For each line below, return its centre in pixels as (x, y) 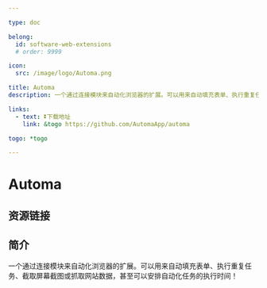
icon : (17, 66)
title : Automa (32, 88)
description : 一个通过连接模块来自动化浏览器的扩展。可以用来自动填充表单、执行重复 (132, 95)
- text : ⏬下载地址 (43, 117)
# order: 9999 (39, 52)
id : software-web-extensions (64, 44)
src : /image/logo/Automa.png (64, 73)
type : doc (25, 22)
